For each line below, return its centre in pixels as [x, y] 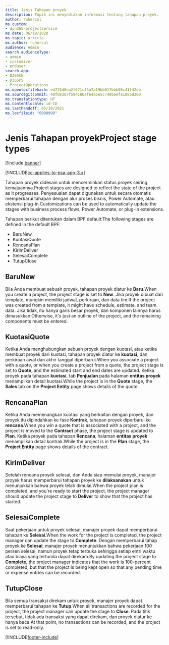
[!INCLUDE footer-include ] [32, 637]
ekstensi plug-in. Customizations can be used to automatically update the [81, 204]
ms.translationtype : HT [30, 99]
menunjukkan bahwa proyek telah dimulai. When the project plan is [74, 486]
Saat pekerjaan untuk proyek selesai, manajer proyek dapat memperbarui [81, 529]
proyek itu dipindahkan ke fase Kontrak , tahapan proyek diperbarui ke [78, 420]
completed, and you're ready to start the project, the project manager [77, 491]
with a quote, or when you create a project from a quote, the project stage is [84, 365]
